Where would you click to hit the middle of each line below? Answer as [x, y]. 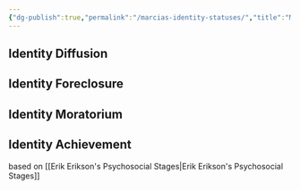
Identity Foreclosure [66, 84]
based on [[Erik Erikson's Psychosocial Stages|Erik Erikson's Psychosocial [146, 166]
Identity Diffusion [58, 54]
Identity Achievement [70, 145]
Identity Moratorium [65, 114]
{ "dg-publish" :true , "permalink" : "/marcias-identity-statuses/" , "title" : [147, 17]
